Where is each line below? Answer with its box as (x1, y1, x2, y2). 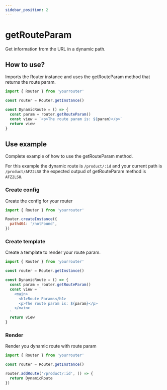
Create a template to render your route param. (5, 249, 101, 255)
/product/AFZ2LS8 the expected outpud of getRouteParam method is (5, 169, 146, 175)
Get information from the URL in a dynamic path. (5, 46, 106, 52)
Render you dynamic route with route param (5, 343, 97, 349)
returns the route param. (5, 79, 56, 85)
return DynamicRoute (10, 375, 53, 381)
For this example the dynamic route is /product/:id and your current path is (5, 163, 162, 169)
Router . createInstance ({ (5, 216, 57, 222)
